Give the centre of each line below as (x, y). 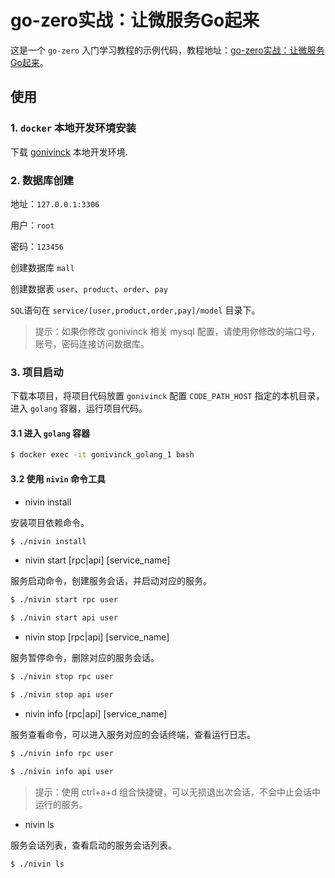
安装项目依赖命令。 (50, 522)
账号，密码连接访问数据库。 (92, 343)
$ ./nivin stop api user (62, 695)
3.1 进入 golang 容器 (50, 433)
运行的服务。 (61, 804)
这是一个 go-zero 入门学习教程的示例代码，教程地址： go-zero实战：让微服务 (167, 50)
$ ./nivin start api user (64, 618)
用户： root (32, 225)
